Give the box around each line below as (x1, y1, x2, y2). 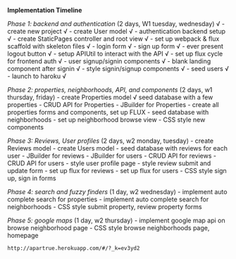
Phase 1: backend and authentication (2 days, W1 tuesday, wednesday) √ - (7, 20, 225, 27)
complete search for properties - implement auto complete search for (7, 195, 209, 203)
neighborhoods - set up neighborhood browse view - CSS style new (7, 115, 206, 124)
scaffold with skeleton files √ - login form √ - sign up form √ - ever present (7, 42, 224, 50)
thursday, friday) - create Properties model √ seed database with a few (7, 93, 213, 101)
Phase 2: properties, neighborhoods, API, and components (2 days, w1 (7, 86, 213, 94)
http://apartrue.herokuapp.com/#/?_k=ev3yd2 (7, 245, 140, 252)
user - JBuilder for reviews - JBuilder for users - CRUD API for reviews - (7, 151, 217, 160)
